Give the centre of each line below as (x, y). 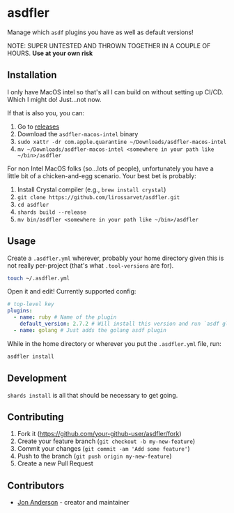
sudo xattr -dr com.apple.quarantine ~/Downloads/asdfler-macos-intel (122, 142)
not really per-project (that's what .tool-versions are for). (91, 265)
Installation (32, 75)
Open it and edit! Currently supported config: (72, 291)
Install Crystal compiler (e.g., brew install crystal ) (92, 189)
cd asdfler (33, 205)
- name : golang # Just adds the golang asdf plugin (90, 330)
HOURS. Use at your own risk (50, 53)
